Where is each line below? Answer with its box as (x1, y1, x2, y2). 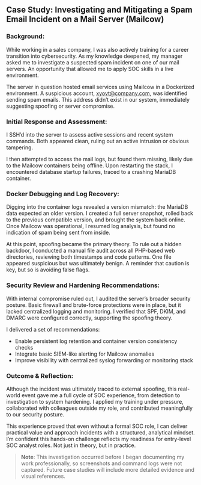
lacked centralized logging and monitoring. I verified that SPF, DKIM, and (6, 307, 186, 315)
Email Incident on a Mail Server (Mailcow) (6, 14, 164, 25)
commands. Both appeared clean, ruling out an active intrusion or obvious (6, 137, 189, 144)
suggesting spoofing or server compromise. (6, 102, 115, 110)
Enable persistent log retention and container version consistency (14, 337, 178, 345)
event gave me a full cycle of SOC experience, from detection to (21, 391, 181, 399)
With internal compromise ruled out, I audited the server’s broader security (6, 295, 191, 302)
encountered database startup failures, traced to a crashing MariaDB (6, 168, 176, 175)
